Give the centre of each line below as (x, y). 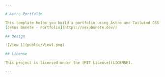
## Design (15, 36)
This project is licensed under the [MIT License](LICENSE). (69, 63)
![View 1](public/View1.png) (35, 45)
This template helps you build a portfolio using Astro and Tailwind (78, 23)
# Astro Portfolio (24, 14)
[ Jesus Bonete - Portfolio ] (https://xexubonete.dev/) (61, 27)
